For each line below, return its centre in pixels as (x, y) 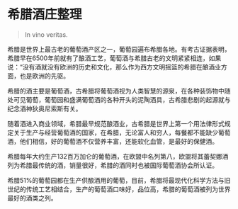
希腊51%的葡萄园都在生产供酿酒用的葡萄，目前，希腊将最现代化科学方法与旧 (119, 180)
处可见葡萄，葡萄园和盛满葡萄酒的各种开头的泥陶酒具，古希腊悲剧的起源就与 (119, 99)
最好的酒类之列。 (32, 198)
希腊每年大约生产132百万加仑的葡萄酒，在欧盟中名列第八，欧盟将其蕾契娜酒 (118, 156)
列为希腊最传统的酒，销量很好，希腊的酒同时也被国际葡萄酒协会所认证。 (113, 165)
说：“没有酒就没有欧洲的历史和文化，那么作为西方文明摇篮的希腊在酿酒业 (114, 67)
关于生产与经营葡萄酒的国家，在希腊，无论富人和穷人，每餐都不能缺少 (115, 132)
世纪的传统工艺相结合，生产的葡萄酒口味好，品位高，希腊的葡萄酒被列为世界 (119, 189)
